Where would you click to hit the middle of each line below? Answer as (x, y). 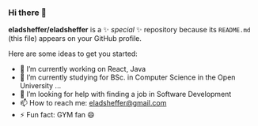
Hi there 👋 (28, 13)
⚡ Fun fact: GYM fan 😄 (57, 115)
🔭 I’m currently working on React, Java (83, 69)
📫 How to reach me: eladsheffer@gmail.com (93, 103)
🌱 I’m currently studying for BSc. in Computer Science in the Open (127, 77)
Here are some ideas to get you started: (73, 54)
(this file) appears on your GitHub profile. (75, 39)
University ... (40, 86)
